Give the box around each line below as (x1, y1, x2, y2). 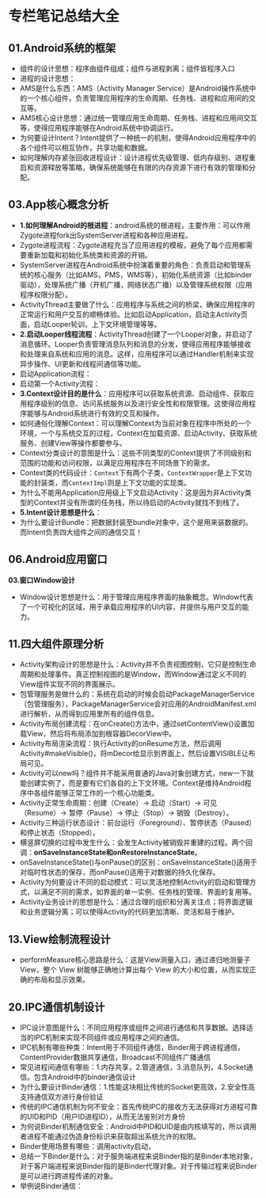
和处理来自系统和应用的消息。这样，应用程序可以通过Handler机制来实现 (19, 349, 254, 359)
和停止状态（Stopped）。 (19, 828, 101, 838)
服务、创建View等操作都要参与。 (19, 438, 127, 447)
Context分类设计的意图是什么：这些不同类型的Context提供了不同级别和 (19, 448, 252, 458)
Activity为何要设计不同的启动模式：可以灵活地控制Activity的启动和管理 (19, 877, 250, 887)
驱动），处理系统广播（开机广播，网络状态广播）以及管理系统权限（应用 (19, 280, 253, 289)
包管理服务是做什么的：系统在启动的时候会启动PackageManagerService (19, 690, 255, 699)
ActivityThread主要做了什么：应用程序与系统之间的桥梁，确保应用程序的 (19, 299, 256, 309)
